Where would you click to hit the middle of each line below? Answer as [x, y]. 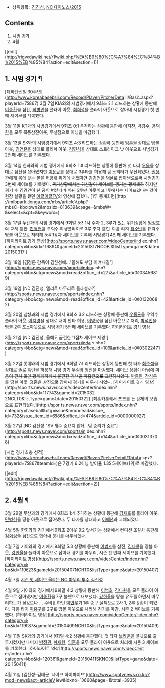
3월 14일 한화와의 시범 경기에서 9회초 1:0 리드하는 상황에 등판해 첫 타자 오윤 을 [80, 165]
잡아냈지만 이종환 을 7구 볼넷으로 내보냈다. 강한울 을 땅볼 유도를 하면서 [84, 597]
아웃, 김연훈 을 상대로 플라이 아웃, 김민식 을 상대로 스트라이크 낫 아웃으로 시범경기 [82, 149]
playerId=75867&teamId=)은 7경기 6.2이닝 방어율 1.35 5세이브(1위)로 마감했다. [82, 463]
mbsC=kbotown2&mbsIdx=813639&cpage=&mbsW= [58, 207]
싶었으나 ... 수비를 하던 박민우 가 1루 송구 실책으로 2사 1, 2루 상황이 [85, 603]
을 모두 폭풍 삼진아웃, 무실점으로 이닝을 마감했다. [55, 132]
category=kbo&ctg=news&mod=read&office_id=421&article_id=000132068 [81, 299]
